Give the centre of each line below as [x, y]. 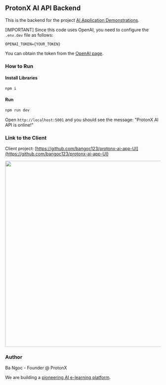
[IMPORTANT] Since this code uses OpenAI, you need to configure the [77, 30]
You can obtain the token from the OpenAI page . [54, 53]
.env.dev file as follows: [29, 35]
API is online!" [19, 125]
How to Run [19, 66]
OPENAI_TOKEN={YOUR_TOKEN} [33, 44]
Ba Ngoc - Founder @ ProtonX [36, 368]
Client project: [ [21, 149]
